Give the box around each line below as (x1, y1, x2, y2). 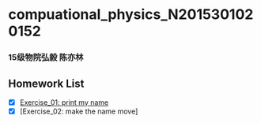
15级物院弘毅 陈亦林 (8, 52, 84, 63)
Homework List (8, 76, 85, 90)
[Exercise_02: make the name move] (19, 106, 138, 116)
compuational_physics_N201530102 (8, 6, 254, 24)
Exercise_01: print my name (19, 97, 109, 107)
